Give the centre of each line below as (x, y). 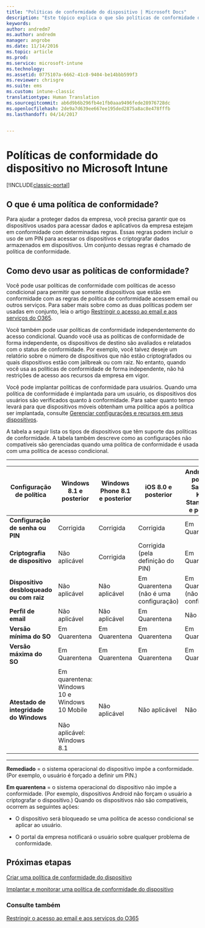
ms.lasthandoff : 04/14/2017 (42, 114)
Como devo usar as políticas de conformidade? (98, 271)
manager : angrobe (28, 40)
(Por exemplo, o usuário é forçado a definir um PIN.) (72, 775)
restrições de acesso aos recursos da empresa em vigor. (78, 375)
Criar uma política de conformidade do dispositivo (69, 877)
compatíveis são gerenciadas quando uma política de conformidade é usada (103, 444)
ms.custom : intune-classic (41, 92)
